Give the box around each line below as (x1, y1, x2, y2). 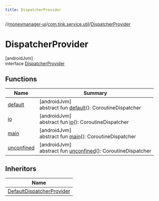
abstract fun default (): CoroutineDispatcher (39, 104, 141, 111)
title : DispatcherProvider (5, 7, 61, 12)
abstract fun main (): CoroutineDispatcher (39, 133, 136, 140)
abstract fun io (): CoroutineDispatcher (39, 118, 129, 125)
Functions (5, 74, 37, 83)
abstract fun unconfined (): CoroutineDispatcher (39, 147, 151, 154)
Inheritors (5, 164, 36, 173)
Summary (83, 89, 107, 96)
